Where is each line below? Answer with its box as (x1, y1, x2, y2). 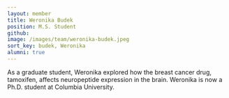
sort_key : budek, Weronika (7, 42, 86, 49)
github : (7, 29, 30, 37)
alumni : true (7, 49, 45, 56)
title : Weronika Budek (7, 17, 73, 24)
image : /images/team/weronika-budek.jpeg (7, 36, 130, 43)
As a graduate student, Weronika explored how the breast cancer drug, (7, 67, 212, 76)
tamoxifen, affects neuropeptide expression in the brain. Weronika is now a (7, 75, 223, 83)
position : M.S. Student (7, 23, 77, 30)
